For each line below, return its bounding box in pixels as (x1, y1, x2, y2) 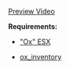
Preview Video (8, 7, 55, 16)
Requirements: (8, 22, 57, 31)
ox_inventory (19, 53, 62, 61)
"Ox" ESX (19, 37, 51, 46)
